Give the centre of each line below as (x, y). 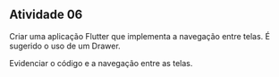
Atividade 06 (46, 15)
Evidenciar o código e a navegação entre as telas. (101, 63)
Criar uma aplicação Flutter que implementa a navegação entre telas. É (140, 36)
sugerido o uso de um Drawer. (65, 46)
